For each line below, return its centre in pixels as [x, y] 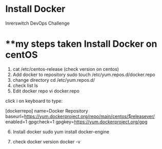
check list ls [25, 85]
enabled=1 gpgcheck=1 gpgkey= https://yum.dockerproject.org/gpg [76, 122]
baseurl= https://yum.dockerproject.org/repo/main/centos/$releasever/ [80, 116]
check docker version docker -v [46, 141]
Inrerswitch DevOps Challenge [38, 23]
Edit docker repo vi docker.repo [46, 91]
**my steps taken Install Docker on [81, 44]
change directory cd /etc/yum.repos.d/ [54, 80]
